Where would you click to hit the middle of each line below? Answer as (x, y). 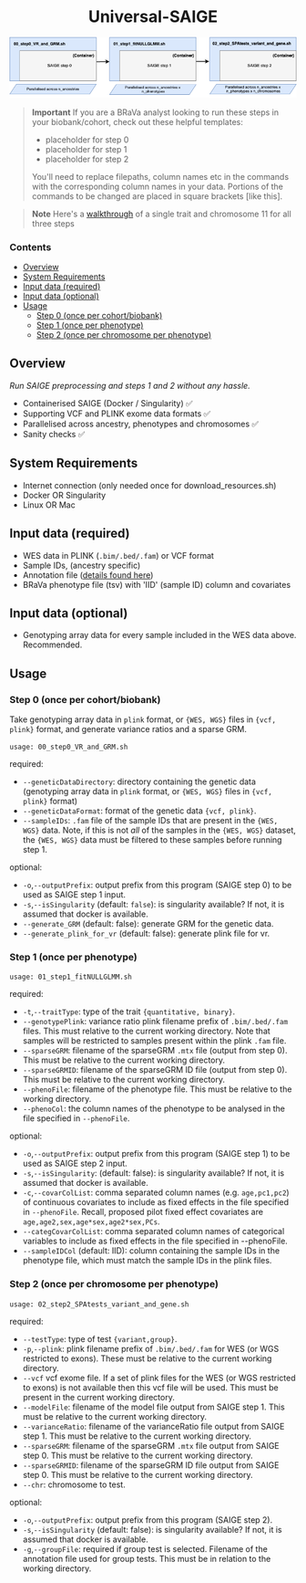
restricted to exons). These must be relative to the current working (147, 1358)
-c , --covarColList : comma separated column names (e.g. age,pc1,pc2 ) (156, 1192)
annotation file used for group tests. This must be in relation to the (147, 1558)
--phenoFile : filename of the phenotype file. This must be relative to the (157, 1089)
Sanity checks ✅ (54, 434)
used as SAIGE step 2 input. (75, 1164)
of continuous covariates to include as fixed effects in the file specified (156, 1202)
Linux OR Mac (49, 505)
